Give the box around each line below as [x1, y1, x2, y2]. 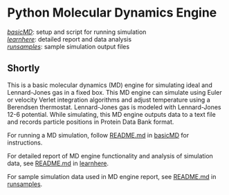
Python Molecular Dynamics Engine [7, 5, 217, 21]
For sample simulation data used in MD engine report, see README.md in [7, 172, 217, 180]
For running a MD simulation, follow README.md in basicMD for [7, 131, 189, 139]
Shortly [7, 62, 40, 74]
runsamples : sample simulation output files [7, 42, 130, 50]
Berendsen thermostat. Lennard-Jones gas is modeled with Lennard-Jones [7, 102, 221, 111]
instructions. [7, 138, 43, 147]
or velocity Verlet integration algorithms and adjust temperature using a [7, 95, 210, 104]
